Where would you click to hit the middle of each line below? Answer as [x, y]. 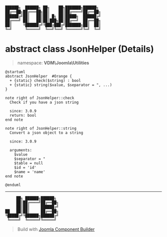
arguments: [21, 150]
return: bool [23, 115]
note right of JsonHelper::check [40, 98]
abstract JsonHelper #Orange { [39, 76]
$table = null [29, 163]
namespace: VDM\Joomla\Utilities [53, 63]
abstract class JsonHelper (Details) [80, 49]
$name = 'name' [30, 172]
